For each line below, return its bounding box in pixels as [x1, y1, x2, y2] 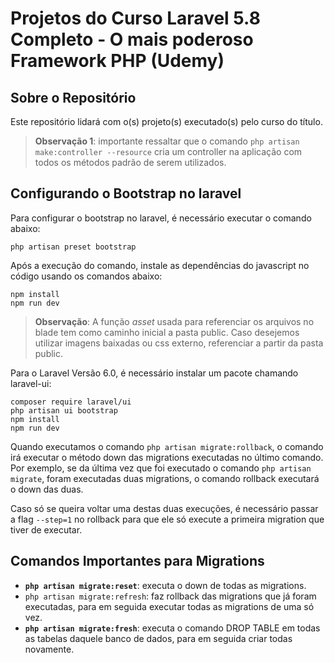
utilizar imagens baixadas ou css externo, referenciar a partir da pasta [34, 337, 324, 349]
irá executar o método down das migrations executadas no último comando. [10, 451, 324, 463]
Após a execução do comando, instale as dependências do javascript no [10, 259, 310, 271]
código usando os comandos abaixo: [10, 270, 163, 282]
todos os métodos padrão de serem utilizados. [34, 157, 227, 168]
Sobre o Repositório [10, 89, 137, 106]
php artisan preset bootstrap [10, 242, 137, 252]
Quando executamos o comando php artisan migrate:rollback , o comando [10, 440, 324, 452]
